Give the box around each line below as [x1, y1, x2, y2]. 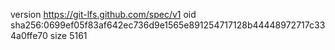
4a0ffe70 [10, 30, 48, 41]
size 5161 [49, 30, 88, 41]
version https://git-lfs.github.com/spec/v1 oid [10, 9, 197, 20]
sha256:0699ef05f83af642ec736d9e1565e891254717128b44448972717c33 [10, 19, 326, 31]
